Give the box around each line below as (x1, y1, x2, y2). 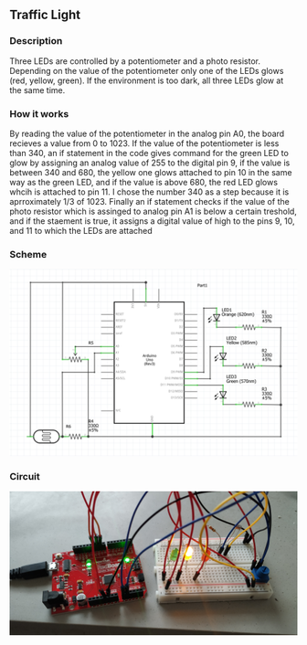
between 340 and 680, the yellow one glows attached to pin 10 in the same (9, 166, 292, 177)
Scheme (9, 248, 48, 260)
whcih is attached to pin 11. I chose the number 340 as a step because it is (9, 186, 290, 197)
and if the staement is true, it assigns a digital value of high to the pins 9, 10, (9, 215, 295, 227)
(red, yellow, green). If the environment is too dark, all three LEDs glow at (9, 75, 284, 86)
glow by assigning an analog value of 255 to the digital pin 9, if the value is (9, 157, 291, 168)
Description (9, 35, 63, 48)
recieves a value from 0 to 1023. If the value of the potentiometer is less (9, 137, 280, 149)
